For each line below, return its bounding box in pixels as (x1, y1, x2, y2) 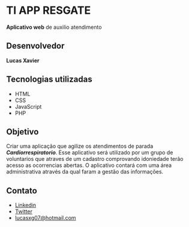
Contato (6, 186, 37, 196)
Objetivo (6, 127, 39, 137)
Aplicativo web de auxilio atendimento (6, 23, 102, 31)
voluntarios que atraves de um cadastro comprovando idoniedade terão (6, 156, 184, 163)
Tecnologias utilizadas (6, 74, 92, 85)
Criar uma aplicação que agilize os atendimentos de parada (6, 142, 154, 150)
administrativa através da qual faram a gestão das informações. (6, 168, 164, 175)
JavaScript (14, 103, 42, 110)
